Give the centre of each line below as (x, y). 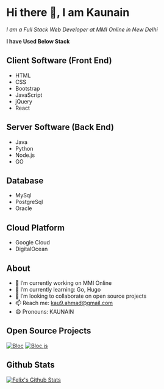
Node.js (25, 155)
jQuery (23, 101)
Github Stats (30, 365)
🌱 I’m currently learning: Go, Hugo (58, 289)
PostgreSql (29, 202)
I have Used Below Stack (38, 41)
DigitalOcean (31, 249)
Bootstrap (27, 88)
